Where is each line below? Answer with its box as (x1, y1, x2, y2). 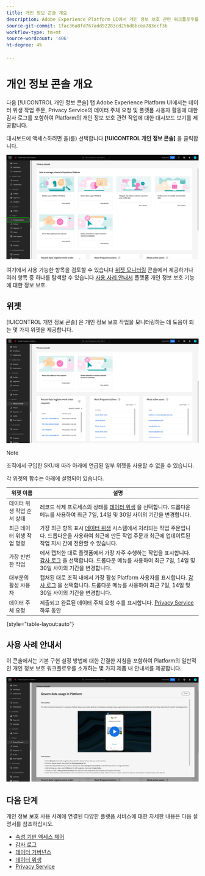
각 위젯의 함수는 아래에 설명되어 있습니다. (6, 475, 104, 482)
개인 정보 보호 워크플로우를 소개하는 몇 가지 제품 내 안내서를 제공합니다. (12, 664, 182, 672)
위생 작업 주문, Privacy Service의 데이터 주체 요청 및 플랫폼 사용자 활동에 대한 (12, 106, 198, 113)
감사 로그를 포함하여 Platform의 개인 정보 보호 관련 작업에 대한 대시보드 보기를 (6, 113, 192, 121)
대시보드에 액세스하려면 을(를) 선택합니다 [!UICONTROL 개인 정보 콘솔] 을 (6, 134, 182, 142)
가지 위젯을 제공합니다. (19, 326, 73, 333)
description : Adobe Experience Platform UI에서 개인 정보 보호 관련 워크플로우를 (6, 16, 200, 23)
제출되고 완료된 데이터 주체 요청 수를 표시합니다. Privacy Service (39, 598, 194, 606)
